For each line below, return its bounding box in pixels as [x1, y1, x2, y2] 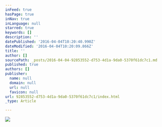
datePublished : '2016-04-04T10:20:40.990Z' [5, 39, 96, 44]
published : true [5, 62, 38, 67]
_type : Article [5, 99, 36, 104]
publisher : [5, 71, 28, 76]
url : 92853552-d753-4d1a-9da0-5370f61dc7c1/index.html [5, 94, 120, 99]
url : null [9, 85, 30, 90]
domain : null [9, 80, 36, 85]
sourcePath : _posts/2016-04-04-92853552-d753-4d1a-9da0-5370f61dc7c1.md [5, 58, 158, 63]
